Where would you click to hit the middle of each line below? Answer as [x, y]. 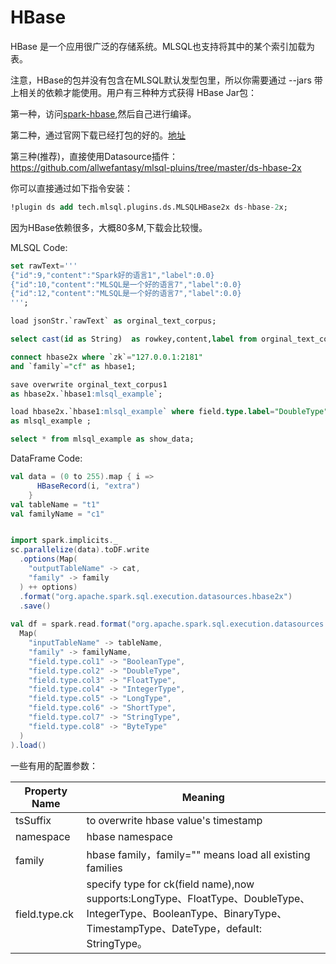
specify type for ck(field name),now [170, 884]
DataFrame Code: [46, 458]
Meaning [203, 797]
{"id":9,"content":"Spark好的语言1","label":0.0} [112, 275]
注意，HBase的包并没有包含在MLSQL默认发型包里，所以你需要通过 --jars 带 [166, 80]
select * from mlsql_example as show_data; [102, 439]
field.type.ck [44, 914]
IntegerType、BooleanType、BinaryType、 [187, 913]
